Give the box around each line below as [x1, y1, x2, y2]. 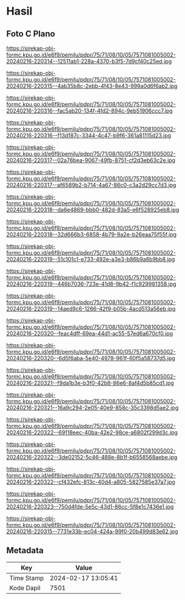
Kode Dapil [9, 584, 41, 592]
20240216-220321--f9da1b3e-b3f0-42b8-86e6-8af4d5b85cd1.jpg [6, 379, 175, 386]
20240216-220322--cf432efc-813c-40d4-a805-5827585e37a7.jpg [6, 478, 175, 485]
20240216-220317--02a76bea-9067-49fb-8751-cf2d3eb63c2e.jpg [6, 157, 175, 164]
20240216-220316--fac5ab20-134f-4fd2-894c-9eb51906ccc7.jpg [6, 107, 173, 114]
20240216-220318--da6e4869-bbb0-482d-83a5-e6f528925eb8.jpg [6, 206, 180, 213]
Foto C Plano [6, 29, 55, 39]
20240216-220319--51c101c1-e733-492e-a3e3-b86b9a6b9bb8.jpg [6, 256, 175, 263]
